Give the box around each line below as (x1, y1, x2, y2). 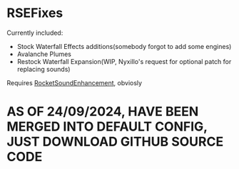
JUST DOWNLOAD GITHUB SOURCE (6, 133, 224, 150)
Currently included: (6, 28, 63, 37)
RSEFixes (6, 5, 63, 21)
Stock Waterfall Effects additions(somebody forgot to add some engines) (16, 42, 232, 50)
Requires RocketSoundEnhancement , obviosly (6, 78, 143, 87)
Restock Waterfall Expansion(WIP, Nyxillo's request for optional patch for (16, 57, 232, 65)
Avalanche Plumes (16, 50, 72, 58)
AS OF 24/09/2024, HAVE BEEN (6, 104, 199, 120)
